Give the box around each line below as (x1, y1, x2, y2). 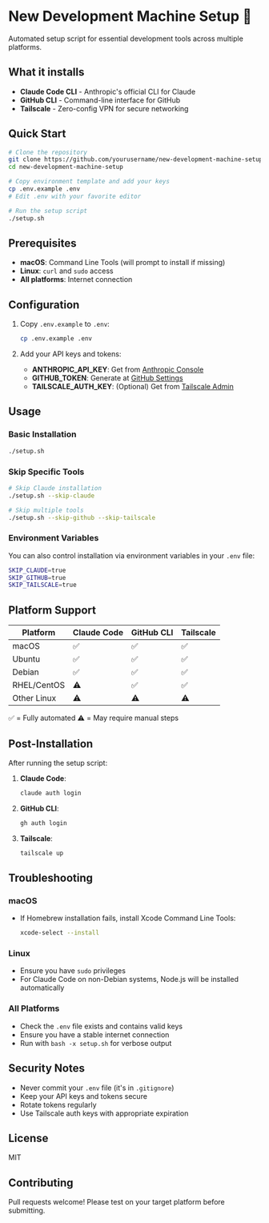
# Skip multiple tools (8, 506, 84, 514)
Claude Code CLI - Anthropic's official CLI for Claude (19, 86, 196, 96)
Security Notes (8, 1061, 86, 1076)
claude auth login (19, 789, 82, 797)
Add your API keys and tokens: (19, 349, 122, 359)
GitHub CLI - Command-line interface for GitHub (19, 95, 181, 105)
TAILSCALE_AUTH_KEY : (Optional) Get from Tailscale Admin (31, 382, 235, 392)
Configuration (8, 298, 80, 312)
